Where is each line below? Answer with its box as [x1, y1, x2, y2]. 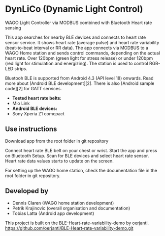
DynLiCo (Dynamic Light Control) [5, 3, 143, 15]
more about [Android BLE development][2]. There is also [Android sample [5, 80, 155, 86]
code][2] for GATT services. [5, 85, 62, 91]
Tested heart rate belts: [12, 95, 62, 101]
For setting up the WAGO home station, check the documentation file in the [5, 167, 158, 173]
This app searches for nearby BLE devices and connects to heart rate [5, 34, 146, 40]
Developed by [5, 187, 49, 195]
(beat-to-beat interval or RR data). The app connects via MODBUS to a [5, 45, 149, 51]
